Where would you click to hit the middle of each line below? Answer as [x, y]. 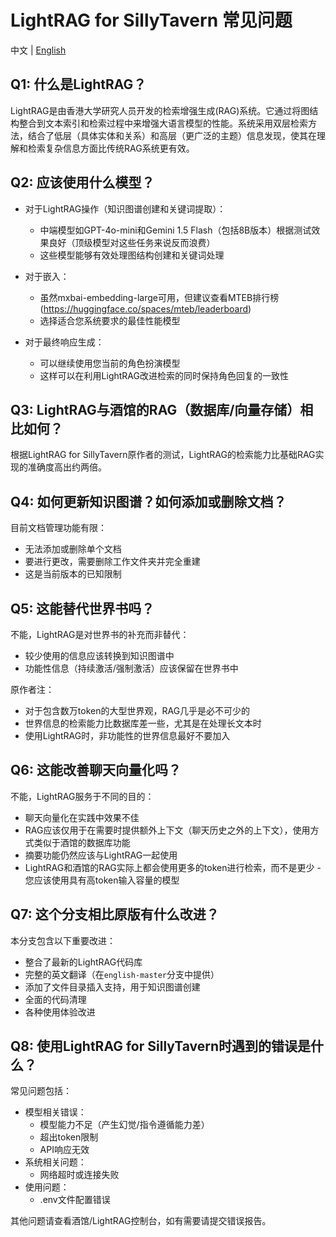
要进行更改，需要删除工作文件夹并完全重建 [112, 562]
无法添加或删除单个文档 [73, 549]
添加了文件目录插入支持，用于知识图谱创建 [112, 987]
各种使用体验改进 [60, 1012]
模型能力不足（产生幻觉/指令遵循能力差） [124, 1125]
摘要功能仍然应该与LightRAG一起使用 [101, 855]
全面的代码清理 [55, 999]
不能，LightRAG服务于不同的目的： [82, 796]
